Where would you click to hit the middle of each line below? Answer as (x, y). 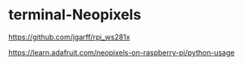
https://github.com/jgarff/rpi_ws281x (69, 37)
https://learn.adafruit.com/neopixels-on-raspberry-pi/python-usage (122, 52)
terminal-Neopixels (75, 15)
